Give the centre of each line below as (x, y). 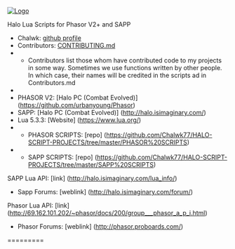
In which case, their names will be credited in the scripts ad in (117, 75)
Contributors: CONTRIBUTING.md (66, 45)
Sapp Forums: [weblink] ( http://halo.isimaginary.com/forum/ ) (105, 192)
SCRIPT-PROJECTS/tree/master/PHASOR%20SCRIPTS (108, 142)
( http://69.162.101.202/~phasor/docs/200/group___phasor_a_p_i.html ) (108, 213)
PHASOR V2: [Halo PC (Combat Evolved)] (78, 97)
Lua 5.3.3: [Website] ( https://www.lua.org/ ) (79, 120)
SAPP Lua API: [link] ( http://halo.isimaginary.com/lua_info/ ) (92, 178)
